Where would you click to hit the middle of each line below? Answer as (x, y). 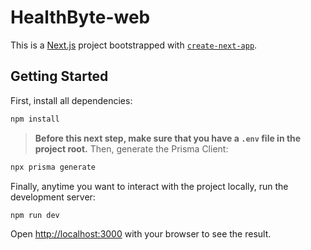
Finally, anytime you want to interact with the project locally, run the (149, 186)
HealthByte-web (80, 17)
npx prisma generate (53, 167)
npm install (35, 119)
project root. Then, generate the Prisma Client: (131, 148)
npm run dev (35, 215)
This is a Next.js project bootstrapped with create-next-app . (134, 45)
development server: (53, 197)
